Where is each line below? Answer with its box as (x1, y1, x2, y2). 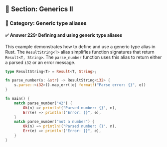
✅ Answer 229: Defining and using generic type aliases (5, 32, 123, 38)
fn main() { (5, 96, 30, 101)
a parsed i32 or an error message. (5, 59, 76, 65)
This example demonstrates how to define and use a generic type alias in (5, 43, 156, 50)
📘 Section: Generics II (5, 5, 73, 13)
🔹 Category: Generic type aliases (5, 20, 87, 27)
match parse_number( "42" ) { (14, 100, 72, 106)
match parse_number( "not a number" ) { (14, 119, 95, 124)
